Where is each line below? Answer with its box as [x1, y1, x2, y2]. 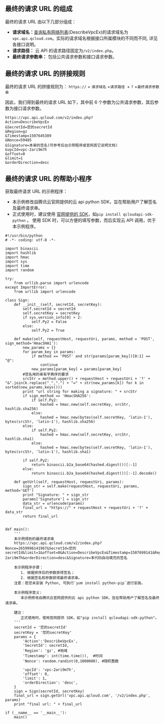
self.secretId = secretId [23, 306, 76, 311]
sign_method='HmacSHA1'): [5, 341, 58, 346]
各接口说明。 [12, 41, 38, 47]
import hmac [5, 255, 29, 260]
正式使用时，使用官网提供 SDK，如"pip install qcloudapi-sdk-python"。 [20, 615, 159, 621]
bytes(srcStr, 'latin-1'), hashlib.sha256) [5, 420, 96, 424]
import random [5, 268, 34, 273]
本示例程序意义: [14, 590, 42, 595]
